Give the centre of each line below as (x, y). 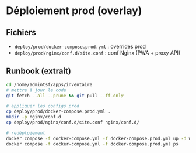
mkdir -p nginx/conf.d (34, 117)
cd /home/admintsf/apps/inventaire (49, 84)
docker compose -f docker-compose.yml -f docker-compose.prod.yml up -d (96, 138)
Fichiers (21, 33)
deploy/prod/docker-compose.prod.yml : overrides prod (80, 46)
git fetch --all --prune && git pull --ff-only (65, 96)
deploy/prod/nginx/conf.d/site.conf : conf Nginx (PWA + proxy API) (97, 53)
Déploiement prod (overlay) (74, 11)
